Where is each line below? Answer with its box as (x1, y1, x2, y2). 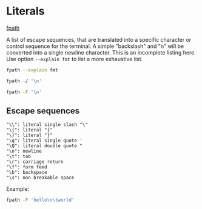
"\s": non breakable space (6, 174, 75, 181)
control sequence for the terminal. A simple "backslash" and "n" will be (6, 42, 184, 50)
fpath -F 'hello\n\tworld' (6, 197, 75, 204)
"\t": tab (6, 153, 32, 160)
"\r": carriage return (6, 159, 64, 165)
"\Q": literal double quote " (6, 143, 83, 149)
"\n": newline (6, 148, 42, 154)
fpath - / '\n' (6, 78, 42, 84)
